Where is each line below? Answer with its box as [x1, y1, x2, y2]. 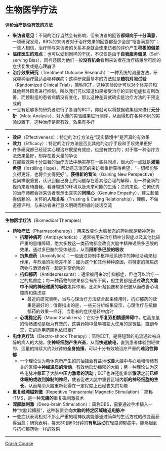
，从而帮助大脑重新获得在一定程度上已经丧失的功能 [24, 382, 128, 389]
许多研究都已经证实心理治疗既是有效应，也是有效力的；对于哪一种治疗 [12, 147, 156, 152]
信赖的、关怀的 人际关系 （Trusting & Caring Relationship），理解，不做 [16, 196, 159, 202]
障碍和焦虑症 [19, 290, 46, 296]
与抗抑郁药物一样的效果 [12, 426, 60, 432]
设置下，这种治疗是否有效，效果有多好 [16, 119, 95, 125]
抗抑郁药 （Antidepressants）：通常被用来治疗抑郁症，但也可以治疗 [19, 271, 155, 277]
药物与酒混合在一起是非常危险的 [19, 265, 85, 271]
